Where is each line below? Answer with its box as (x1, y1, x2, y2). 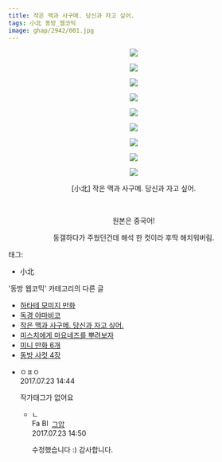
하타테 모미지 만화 (19, 300, 76, 311)
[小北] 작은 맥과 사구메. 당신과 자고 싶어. (71, 184, 197, 194)
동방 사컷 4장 (19, 350, 61, 360)
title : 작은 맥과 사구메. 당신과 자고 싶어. (8, 11, 135, 20)
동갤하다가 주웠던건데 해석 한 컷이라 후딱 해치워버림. (53, 233, 215, 243)
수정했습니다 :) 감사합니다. (31, 445, 114, 455)
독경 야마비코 (19, 311, 61, 320)
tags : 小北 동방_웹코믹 (8, 19, 76, 27)
